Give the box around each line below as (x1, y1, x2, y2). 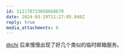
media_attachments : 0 (6, 24, 59, 31)
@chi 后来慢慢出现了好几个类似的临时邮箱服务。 (6, 41, 123, 48)
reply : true (6, 19, 35, 25)
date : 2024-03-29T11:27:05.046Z (6, 14, 85, 20)
